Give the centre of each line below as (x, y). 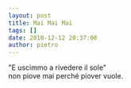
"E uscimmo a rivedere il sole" (58, 67)
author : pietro (33, 45)
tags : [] (23, 30)
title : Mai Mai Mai (40, 23)
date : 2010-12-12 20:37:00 (53, 38)
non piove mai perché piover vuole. (66, 76)
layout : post (30, 15)
